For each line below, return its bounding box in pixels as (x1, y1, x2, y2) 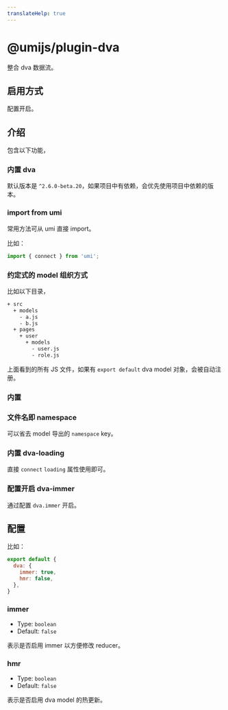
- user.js (31, 346, 60, 353)
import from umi (7, 208, 62, 217)
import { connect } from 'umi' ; (7, 252, 99, 259)
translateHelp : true (7, 10, 66, 17)
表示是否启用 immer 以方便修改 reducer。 (7, 641, 125, 649)
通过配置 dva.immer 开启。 (7, 501, 81, 509)
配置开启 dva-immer (7, 484, 75, 494)
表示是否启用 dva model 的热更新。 (7, 696, 106, 704)
